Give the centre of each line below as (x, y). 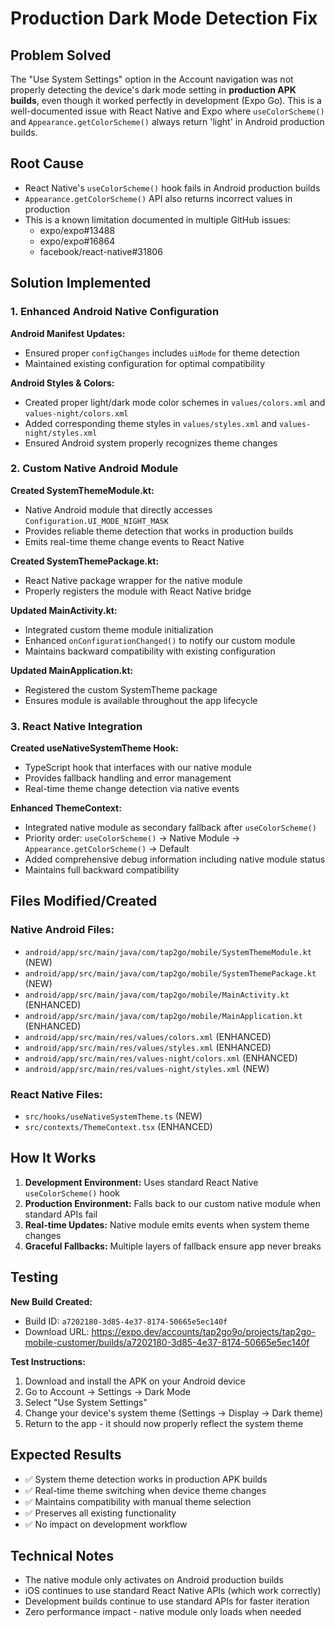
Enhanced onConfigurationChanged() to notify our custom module (160, 640)
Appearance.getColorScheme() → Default (107, 849)
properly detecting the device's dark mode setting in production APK (153, 90)
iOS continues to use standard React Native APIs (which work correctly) (173, 1591)
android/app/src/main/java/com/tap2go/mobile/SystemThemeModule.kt (168, 952)
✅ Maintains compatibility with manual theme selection (138, 1501)
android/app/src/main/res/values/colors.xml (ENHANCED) (148, 1036)
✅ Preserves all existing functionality (100, 1513)
